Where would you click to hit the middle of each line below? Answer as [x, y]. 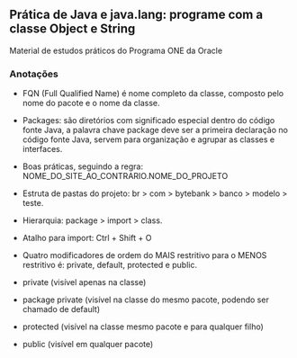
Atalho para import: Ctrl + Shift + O [87, 238]
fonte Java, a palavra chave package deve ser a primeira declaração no [155, 130]
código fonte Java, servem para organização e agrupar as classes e [148, 139]
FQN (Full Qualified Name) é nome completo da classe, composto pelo [153, 94]
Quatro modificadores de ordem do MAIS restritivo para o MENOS [144, 255]
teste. [33, 203]
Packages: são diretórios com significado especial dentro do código [148, 121]
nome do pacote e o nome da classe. [91, 103]
